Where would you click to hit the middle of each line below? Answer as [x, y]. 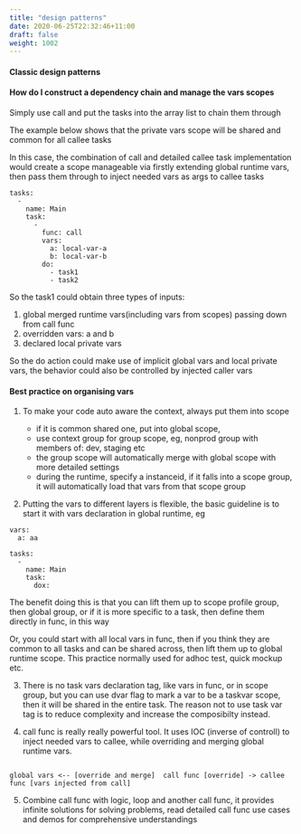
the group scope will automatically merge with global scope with [156, 458]
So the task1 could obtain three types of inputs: [97, 297]
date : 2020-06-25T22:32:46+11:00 [72, 26]
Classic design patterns [55, 71]
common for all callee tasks [61, 140]
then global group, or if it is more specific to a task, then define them [137, 612]
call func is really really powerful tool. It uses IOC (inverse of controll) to [156, 732]
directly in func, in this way [60, 621]
